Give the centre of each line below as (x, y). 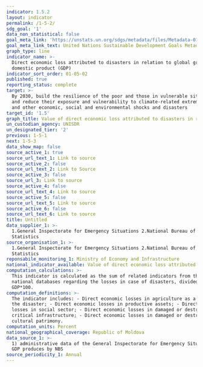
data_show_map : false (34, 147)
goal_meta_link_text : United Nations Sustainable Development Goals (94, 46)
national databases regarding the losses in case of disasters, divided (105, 282)
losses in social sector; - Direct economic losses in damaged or (97, 310)
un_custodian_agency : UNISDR (43, 125)
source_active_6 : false (36, 209)
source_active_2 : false (36, 164)
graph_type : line (28, 51)
